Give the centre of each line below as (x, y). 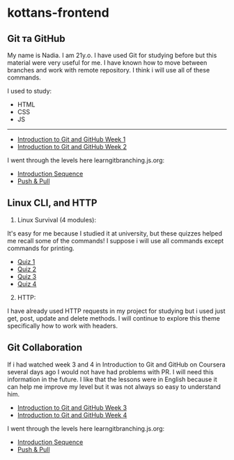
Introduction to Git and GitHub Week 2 (72, 147)
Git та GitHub (36, 39)
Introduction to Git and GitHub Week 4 (72, 415)
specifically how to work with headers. (63, 325)
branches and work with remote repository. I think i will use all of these (109, 70)
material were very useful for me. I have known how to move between (107, 63)
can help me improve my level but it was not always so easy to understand (114, 386)
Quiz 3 (27, 276)
